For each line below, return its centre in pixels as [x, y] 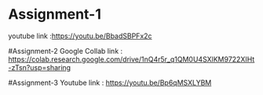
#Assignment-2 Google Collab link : [66, 51]
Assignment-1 [55, 14]
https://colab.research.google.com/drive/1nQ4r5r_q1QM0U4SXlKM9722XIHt [131, 59]
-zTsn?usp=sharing [40, 67]
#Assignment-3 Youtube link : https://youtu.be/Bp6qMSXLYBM [110, 83]
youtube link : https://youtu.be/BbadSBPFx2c [80, 36]
